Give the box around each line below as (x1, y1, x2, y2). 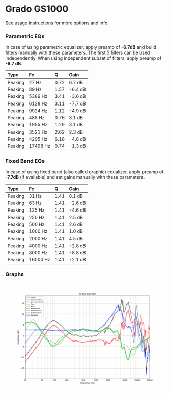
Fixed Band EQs (5, 157, 45, 164)
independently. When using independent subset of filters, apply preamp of (5, 55, 162, 61)
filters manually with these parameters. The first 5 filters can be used (5, 49, 150, 56)
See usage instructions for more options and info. (5, 20, 109, 26)
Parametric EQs (5, 33, 45, 40)
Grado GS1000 (5, 3, 69, 15)
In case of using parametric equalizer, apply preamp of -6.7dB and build (5, 44, 157, 50)
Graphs (5, 271, 24, 278)
